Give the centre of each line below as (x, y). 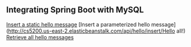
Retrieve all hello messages (40, 37)
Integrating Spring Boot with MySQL (75, 10)
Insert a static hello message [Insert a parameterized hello (78, 24)
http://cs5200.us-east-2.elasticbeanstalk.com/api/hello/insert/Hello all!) (97, 31)
